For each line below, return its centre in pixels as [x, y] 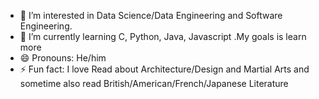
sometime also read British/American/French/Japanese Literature [154, 83]
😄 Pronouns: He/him [63, 58]
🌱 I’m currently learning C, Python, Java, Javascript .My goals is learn [163, 36]
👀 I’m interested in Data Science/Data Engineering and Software [151, 15]
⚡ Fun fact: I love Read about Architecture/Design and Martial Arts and [164, 69]
